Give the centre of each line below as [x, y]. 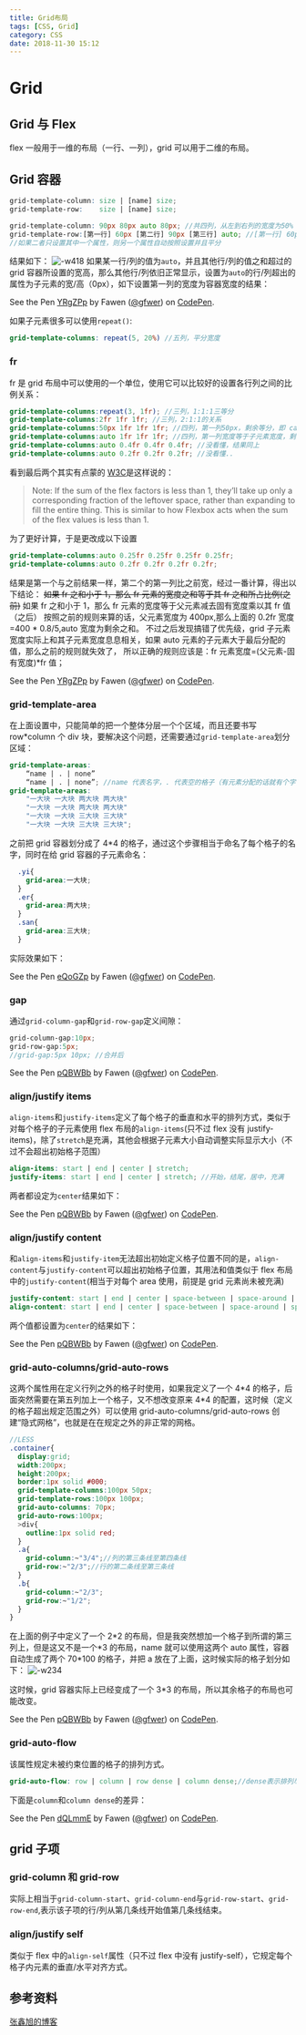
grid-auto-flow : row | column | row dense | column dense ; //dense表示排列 [152, 1781]
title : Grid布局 [39, 18]
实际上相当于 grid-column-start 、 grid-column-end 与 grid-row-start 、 [139, 1899]
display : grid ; [44, 1456]
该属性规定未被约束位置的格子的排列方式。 [89, 1763]
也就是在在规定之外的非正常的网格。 [132, 1423]
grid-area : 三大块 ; [59, 931]
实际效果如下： [37, 958]
